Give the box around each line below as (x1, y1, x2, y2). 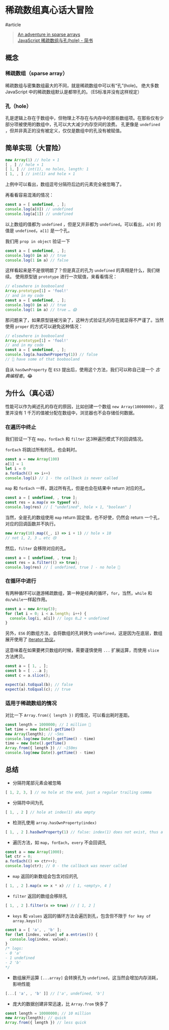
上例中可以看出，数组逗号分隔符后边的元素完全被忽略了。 (5, 181, 124, 187)
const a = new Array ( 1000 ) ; (5, 849, 64, 854)
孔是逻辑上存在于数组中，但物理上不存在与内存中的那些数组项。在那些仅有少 (5, 115, 164, 121)
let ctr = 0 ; (5, 854, 33, 859)
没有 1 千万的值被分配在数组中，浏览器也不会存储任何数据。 (14, 410, 137, 416)
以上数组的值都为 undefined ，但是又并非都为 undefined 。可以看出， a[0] (5, 221, 156, 227)
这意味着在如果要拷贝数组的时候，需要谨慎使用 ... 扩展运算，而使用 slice (5, 647, 159, 653)
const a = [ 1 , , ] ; (5, 664, 49, 669)
